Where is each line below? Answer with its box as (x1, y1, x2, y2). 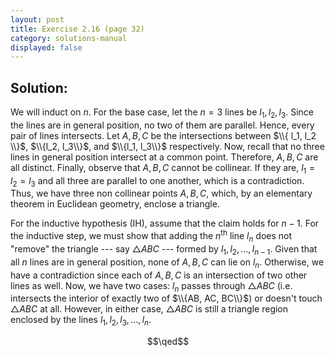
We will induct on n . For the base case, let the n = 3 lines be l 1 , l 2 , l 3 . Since (10, 106, 314, 120)
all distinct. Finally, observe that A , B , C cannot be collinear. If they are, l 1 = (10, 161, 316, 176)
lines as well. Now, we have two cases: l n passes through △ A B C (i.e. (10, 279, 293, 294)
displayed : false (10, 42, 83, 53)
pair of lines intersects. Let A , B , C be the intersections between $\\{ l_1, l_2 (10, 129, 317, 141)
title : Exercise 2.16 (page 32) (10, 24, 145, 34)
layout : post (10, 14, 65, 25)
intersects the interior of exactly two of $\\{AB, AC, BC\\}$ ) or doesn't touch (10, 292, 323, 305)
